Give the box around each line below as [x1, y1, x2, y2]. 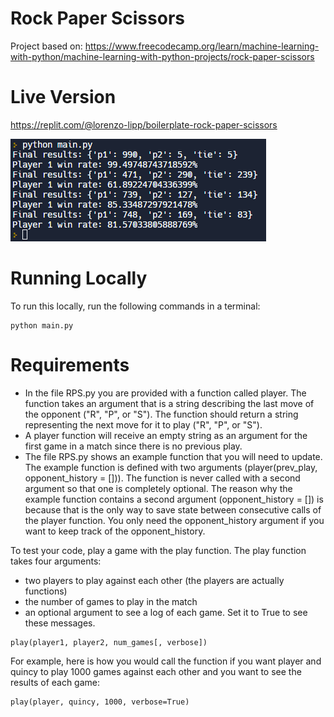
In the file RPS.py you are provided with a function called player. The [24, 387, 307, 399]
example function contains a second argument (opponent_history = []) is [24, 493, 324, 505]
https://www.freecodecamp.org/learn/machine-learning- [84, 40, 320, 52]
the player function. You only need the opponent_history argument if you [24, 514, 325, 526]
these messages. [24, 617, 96, 629]
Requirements [10, 354, 130, 376]
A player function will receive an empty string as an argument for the [24, 429, 308, 441]
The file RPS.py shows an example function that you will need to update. [24, 450, 323, 462]
